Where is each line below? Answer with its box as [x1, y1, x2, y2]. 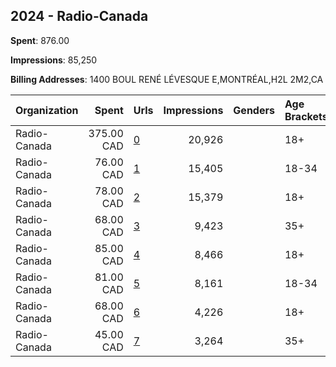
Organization [15, 103, 79, 117]
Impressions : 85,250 [10, 54, 98, 66]
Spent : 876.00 [10, 34, 70, 46]
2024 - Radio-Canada [10, 8, 149, 25]
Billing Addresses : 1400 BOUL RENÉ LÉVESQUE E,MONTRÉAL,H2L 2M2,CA [10, 73, 324, 85]
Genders [233, 103, 275, 117]
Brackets [284, 109, 328, 123]
